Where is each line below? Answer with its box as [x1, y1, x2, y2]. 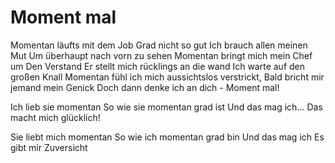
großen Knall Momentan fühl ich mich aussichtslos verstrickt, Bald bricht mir [10, 71, 325, 83]
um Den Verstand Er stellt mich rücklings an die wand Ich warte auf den [10, 60, 306, 72]
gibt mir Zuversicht [10, 141, 88, 153]
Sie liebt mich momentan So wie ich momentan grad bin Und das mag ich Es [10, 131, 325, 143]
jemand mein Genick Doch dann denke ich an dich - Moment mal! [10, 81, 280, 93]
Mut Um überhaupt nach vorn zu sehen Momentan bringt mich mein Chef [10, 49, 313, 61]
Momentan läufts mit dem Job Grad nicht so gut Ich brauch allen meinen [10, 39, 308, 51]
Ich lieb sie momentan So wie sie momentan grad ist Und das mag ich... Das [10, 101, 323, 113]
